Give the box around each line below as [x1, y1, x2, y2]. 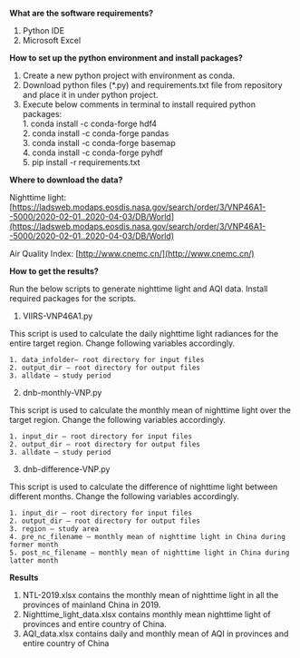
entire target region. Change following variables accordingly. [9, 338, 236, 349]
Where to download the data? [9, 174, 123, 185]
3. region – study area [9, 525, 100, 534]
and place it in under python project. [22, 90, 159, 100]
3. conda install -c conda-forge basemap [22, 138, 177, 148]
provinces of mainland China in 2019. [22, 599, 161, 610]
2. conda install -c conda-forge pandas [22, 128, 169, 139]
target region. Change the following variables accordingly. [9, 415, 227, 425]
